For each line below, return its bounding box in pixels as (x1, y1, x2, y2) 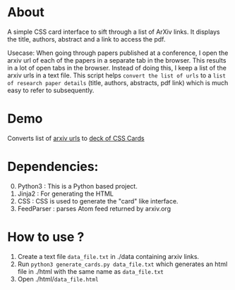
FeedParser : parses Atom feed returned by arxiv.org (17, 204, 171, 213)
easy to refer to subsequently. (7, 86, 95, 94)
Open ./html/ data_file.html (17, 275, 99, 283)
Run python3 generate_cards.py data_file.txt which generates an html (17, 260, 228, 268)
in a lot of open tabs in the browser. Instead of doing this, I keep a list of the (7, 63, 227, 72)
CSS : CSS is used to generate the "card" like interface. (17, 196, 179, 205)
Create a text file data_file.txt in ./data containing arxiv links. (17, 252, 200, 260)
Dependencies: (7, 159, 99, 175)
